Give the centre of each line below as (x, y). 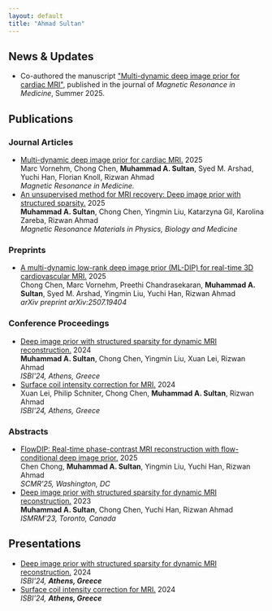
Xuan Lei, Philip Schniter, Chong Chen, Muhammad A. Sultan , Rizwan (137, 393)
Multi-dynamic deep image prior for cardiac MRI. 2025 (111, 160)
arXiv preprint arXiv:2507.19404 (73, 303)
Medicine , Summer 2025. (63, 94)
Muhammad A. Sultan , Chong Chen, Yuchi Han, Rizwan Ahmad (127, 509)
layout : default (36, 16)
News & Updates (51, 57)
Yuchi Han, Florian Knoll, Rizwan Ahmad (87, 177)
